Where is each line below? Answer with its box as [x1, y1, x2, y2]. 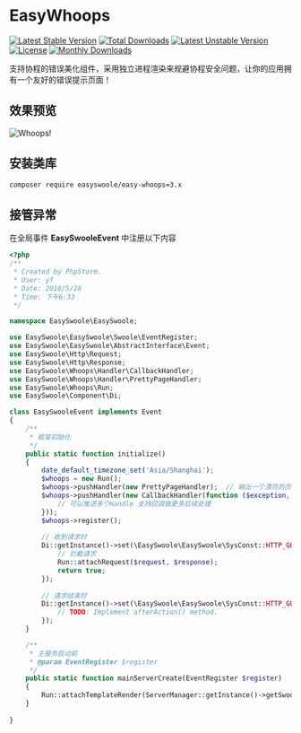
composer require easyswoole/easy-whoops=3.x [9, 180, 182, 189]
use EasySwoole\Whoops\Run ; [9, 383, 115, 392]
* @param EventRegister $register [29, 657, 159, 667]
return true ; [56, 566, 106, 575]
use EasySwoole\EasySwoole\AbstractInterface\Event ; [9, 342, 211, 351]
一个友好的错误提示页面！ [16, 74, 112, 85]
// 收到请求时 [41, 533, 88, 542]
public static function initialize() [25, 449, 167, 458]
